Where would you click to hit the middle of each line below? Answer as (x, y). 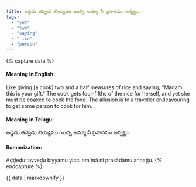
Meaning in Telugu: (30, 119)
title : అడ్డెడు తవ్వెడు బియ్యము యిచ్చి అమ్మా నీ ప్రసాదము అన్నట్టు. (73, 11)
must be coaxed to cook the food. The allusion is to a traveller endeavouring (98, 100)
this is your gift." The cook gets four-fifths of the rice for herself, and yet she (98, 94)
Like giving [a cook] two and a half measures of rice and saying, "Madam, (95, 87)
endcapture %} (24, 166)
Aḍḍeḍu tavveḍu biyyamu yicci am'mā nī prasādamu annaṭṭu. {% (84, 160)
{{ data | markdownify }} (35, 178)
